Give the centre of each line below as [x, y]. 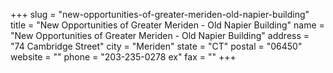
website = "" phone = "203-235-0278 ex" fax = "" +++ [123, 57]
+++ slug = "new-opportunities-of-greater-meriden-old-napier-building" [160, 14]
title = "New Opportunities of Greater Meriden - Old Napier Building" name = [167, 25]
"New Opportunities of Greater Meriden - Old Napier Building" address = [160, 35]
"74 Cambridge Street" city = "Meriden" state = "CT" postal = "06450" [156, 46]
